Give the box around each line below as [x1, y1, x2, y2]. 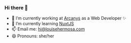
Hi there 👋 [4, 4, 29, 11]
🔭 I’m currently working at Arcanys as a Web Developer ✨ [11, 15, 127, 21]
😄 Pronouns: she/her [11, 33, 54, 39]
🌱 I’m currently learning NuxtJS [11, 21, 74, 27]
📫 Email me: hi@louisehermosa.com [11, 26, 85, 32]
